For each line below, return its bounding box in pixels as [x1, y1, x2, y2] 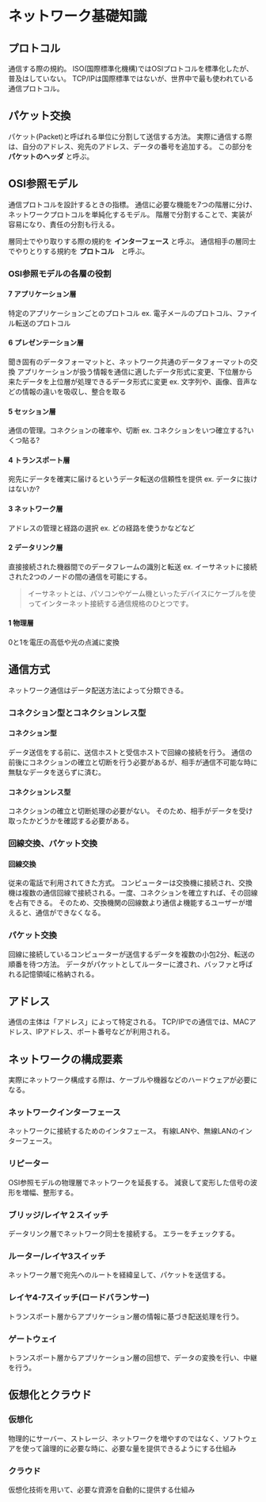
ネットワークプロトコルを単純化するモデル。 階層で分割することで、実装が [8, 210, 253, 219]
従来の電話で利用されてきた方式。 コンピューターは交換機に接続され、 [8, 878, 239, 888]
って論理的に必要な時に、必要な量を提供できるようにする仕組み [28, 1443, 237, 1453]
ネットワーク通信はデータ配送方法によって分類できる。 [8, 685, 188, 695]
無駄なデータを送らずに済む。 [8, 767, 105, 776]
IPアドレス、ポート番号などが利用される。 [35, 1027, 174, 1037]
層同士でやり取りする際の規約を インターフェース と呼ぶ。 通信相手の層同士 [8, 236, 256, 246]
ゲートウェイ [8, 1333, 58, 1344]
